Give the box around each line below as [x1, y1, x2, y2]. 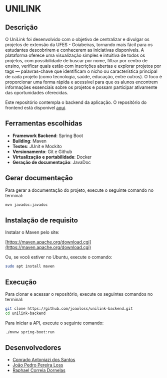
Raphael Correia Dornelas [12, 367, 66, 373]
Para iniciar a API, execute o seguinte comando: [5, 320, 104, 326]
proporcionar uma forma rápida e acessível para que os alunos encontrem [5, 79, 158, 85]
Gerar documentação [5, 174, 73, 182]
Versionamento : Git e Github [12, 149, 72, 155]
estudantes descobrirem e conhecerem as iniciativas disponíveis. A [5, 47, 144, 53]
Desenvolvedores [5, 343, 61, 352]
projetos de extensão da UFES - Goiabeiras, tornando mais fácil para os [5, 42, 153, 48]
